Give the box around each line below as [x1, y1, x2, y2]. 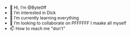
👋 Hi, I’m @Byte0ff [9, 5, 47, 10]
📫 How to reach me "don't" [9, 26, 65, 31]
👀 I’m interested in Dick [9, 10, 56, 16]
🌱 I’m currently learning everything [9, 15, 79, 20]
